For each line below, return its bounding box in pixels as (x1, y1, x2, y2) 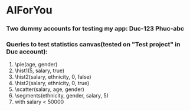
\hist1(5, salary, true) (14, 67, 65, 74)
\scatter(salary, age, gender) (14, 86, 84, 93)
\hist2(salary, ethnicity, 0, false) (14, 73, 91, 80)
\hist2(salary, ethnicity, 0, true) (14, 80, 90, 87)
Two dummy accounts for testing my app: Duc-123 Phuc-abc (6, 25, 185, 33)
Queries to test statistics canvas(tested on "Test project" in (6, 41, 181, 49)
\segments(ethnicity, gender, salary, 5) (14, 92, 109, 99)
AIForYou (6, 4, 53, 17)
